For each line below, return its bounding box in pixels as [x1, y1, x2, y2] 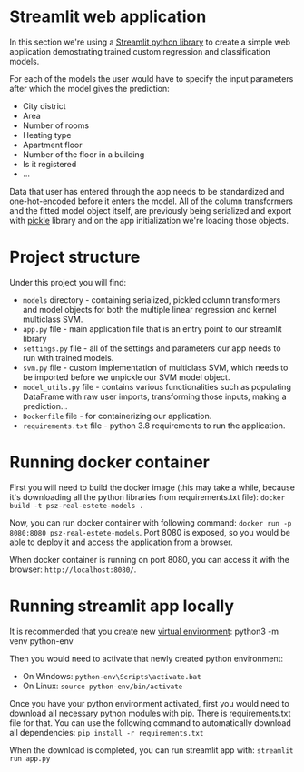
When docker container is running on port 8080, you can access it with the [9, 554, 290, 565]
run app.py [9, 754, 51, 763]
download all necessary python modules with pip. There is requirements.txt [9, 707, 291, 718]
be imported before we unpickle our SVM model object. [22, 371, 230, 383]
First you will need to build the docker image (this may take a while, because [9, 482, 295, 493]
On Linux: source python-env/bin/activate [22, 680, 183, 691]
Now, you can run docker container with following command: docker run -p [9, 516, 292, 528]
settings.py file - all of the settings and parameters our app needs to [22, 343, 281, 354]
